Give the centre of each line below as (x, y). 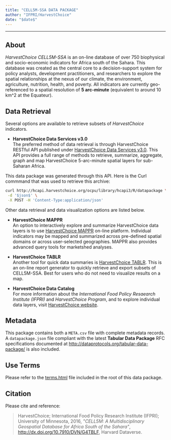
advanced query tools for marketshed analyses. (63, 247)
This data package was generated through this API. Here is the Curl (76, 176)
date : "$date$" (21, 19)
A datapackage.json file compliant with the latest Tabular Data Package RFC (85, 338)
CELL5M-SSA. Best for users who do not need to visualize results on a (87, 273)
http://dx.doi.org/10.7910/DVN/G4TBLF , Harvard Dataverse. (80, 432)
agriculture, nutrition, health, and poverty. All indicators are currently (77, 84)
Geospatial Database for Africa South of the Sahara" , (74, 427)
